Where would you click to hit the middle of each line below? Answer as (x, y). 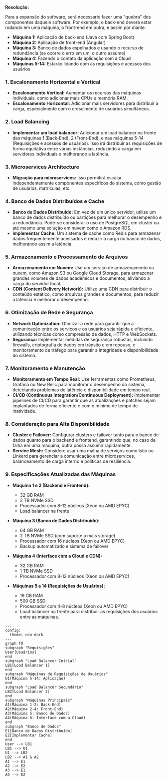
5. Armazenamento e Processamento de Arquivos (67, 257)
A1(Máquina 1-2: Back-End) (33, 705)
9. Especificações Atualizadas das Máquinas (61, 474)
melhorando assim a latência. (43, 244)
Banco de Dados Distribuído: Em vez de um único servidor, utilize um (84, 212)
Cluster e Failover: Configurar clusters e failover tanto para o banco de (85, 435)
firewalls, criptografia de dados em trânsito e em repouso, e (74, 345)
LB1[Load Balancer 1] (28, 665)
